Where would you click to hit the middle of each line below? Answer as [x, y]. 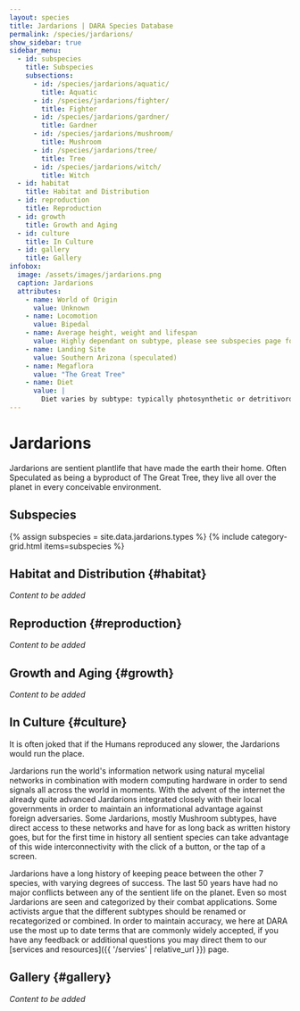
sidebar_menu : [36, 51]
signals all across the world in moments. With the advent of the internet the [147, 790]
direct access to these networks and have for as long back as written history [150, 827]
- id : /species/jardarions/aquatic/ [101, 84]
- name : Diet [50, 383]
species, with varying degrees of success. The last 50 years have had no [144, 883]
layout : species [39, 17]
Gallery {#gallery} [60, 978]
